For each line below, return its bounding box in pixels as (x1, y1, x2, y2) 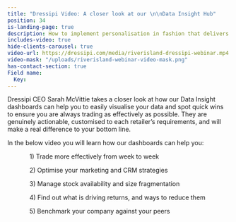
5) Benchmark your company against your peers (29, 207, 170, 216)
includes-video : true (7, 37, 71, 44)
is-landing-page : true (7, 23, 74, 30)
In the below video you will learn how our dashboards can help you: (7, 139, 204, 147)
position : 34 (7, 17, 46, 24)
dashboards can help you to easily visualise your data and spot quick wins (7, 103, 224, 111)
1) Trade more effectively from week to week (29, 152, 160, 161)
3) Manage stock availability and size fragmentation (29, 180, 180, 188)
